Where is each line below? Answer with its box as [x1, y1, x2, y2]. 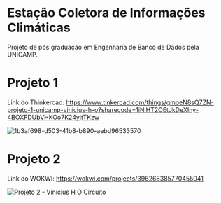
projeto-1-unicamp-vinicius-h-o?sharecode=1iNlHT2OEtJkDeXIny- [7, 105, 199, 113]
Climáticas [7, 20, 71, 36]
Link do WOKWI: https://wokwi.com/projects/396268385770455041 [7, 174, 204, 183]
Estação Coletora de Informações [7, 5, 206, 21]
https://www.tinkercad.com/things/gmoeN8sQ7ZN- [66, 98, 215, 106]
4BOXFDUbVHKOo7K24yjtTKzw [7, 113, 100, 121]
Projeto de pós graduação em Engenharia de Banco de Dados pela [7, 43, 199, 51]
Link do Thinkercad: [7, 98, 65, 106]
